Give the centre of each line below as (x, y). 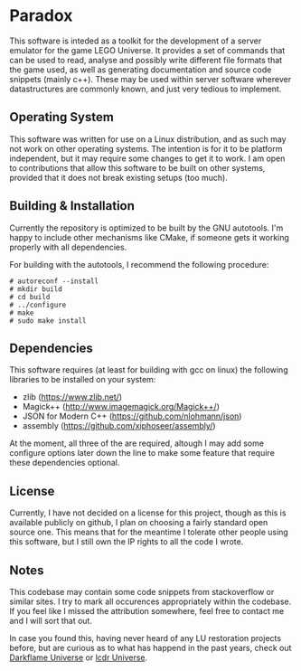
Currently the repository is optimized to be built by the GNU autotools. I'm (146, 228)
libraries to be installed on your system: (83, 380)
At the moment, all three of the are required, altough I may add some (137, 443)
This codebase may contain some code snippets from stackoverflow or (142, 592)
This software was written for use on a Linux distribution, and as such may (148, 139)
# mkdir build (36, 289)
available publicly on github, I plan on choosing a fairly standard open (139, 523)
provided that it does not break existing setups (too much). (118, 177)
